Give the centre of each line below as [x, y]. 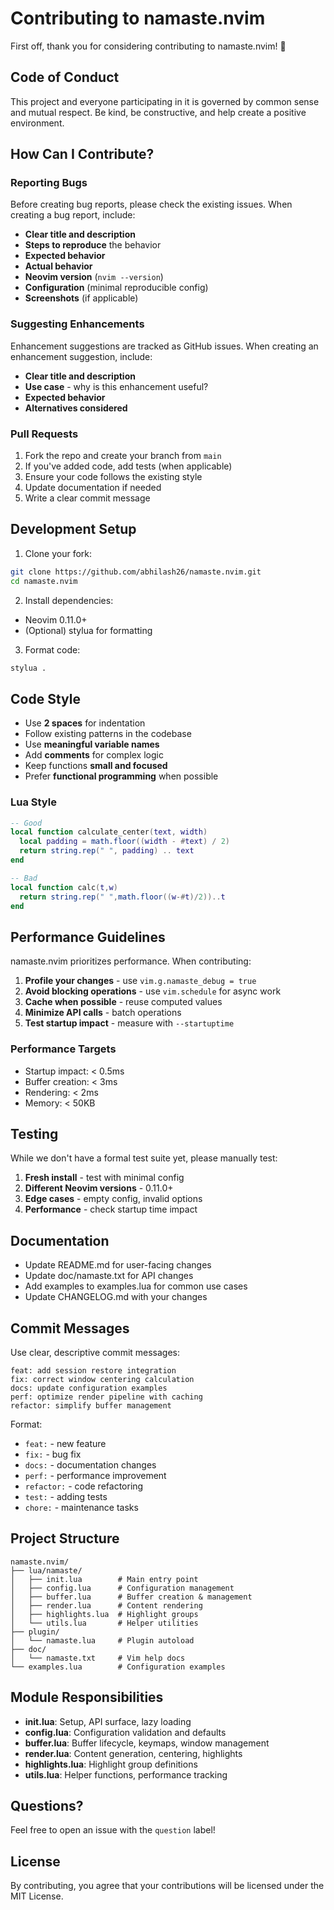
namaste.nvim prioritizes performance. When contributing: [131, 961]
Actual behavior [58, 266]
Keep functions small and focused [96, 766]
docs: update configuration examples [89, 1388]
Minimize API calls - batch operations [103, 1013]
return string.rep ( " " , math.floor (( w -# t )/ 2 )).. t [122, 897]
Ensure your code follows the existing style [113, 477]
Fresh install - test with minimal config [104, 1178]
